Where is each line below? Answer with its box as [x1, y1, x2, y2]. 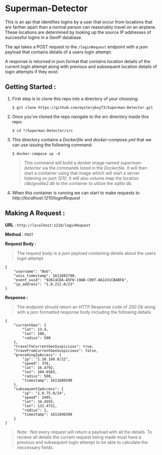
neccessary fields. [16, 444, 54, 450]
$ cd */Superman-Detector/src [12, 128, 74, 133]
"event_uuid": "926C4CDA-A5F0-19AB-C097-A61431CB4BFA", [14, 277, 129, 282]
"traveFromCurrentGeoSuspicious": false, [14, 348, 98, 353]
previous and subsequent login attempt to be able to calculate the [16, 439, 148, 445]
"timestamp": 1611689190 [22, 378, 73, 383]
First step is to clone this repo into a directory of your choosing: [12, 96, 139, 101]
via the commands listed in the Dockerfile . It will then [42, 165, 147, 170]
